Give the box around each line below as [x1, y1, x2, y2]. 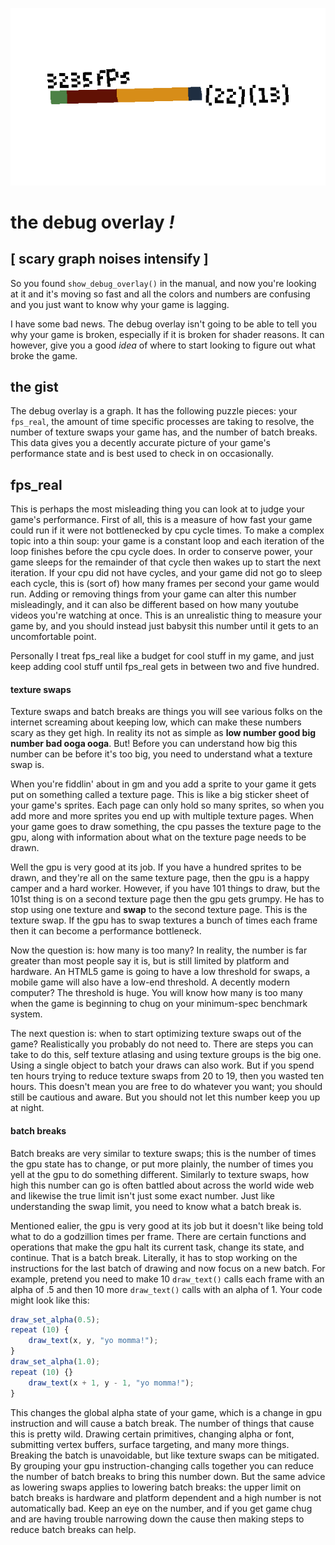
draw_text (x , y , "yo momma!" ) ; [28, 1336, 159, 1346]
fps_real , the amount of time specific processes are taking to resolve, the [10, 416, 315, 428]
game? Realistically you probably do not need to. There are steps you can [10, 1038, 314, 1050]
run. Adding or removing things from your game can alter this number [10, 588, 297, 600]
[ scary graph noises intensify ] [10, 251, 209, 268]
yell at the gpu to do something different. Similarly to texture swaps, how [10, 1168, 310, 1180]
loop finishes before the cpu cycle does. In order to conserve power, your [10, 546, 313, 558]
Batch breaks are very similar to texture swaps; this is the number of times [10, 1147, 317, 1159]
